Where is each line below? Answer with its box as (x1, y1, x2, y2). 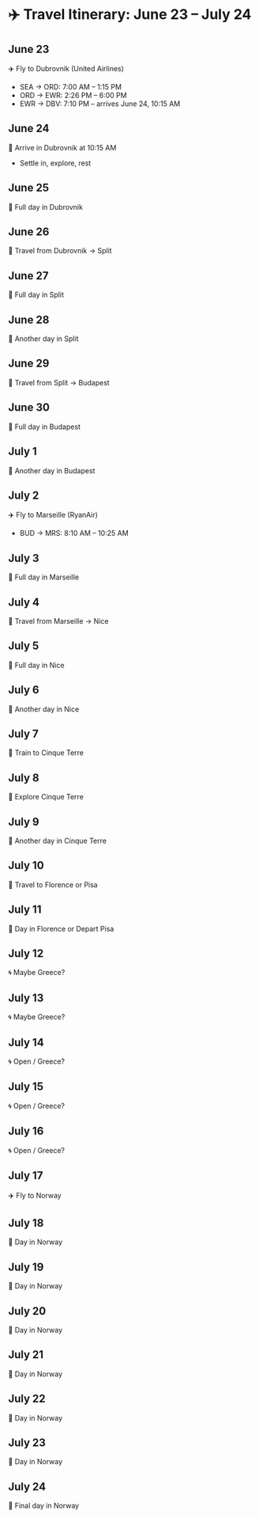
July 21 (8, 1348, 44, 1361)
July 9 (8, 815, 39, 829)
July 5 (8, 639, 39, 653)
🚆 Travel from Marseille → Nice (8, 616, 109, 625)
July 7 (8, 727, 39, 740)
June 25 (8, 181, 50, 195)
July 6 (8, 683, 39, 696)
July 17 (8, 1169, 43, 1182)
